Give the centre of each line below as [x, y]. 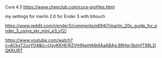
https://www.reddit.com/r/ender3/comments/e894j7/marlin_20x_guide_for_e [81, 26]
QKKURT [14, 51]
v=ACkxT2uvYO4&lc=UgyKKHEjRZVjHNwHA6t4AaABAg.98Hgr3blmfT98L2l [81, 45]
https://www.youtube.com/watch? [39, 40]
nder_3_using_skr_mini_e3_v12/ [36, 31]
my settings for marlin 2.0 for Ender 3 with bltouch [55, 16]
